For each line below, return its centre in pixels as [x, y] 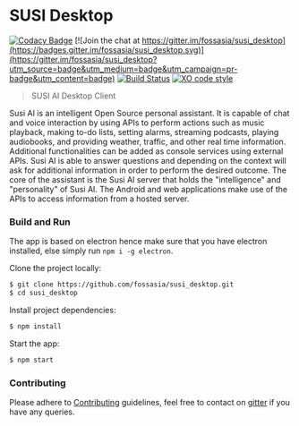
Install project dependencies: [63, 310]
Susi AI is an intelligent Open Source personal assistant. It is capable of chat [149, 113]
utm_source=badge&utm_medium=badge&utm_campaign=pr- [124, 69]
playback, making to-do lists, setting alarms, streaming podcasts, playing [144, 132]
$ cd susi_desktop [43, 293]
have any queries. [42, 412]
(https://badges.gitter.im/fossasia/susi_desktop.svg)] [107, 49]
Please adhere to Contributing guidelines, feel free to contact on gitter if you [150, 403]
